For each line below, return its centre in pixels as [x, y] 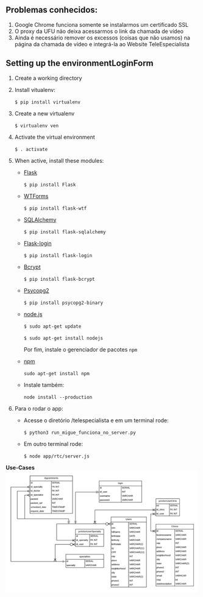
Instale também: [44, 385]
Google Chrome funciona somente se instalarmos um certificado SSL [101, 24]
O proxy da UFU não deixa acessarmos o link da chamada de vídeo [99, 31]
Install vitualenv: [35, 90]
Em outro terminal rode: [53, 443]
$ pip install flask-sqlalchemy [65, 232]
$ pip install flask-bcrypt [59, 279]
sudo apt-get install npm [56, 373]
